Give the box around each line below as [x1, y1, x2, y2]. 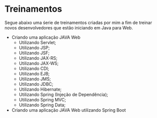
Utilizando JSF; [19, 50, 50, 56]
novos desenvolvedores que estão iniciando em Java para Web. [4, 24, 133, 30]
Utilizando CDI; [19, 65, 49, 71]
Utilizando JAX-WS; [19, 60, 59, 66]
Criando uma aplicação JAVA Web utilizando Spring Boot [11, 107, 126, 113]
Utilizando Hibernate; [19, 86, 62, 92]
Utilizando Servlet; [19, 39, 57, 45]
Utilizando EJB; [19, 71, 50, 76]
